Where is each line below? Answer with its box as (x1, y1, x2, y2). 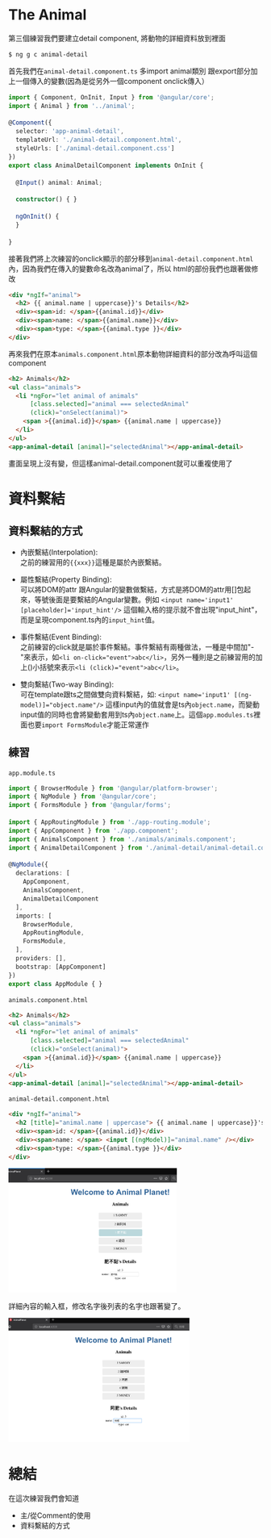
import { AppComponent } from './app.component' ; (8, 826, 179, 834)
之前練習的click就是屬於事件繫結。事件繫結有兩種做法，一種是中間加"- (19, 642, 255, 651)
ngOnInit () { (15, 212, 60, 221)
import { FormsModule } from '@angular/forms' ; (8, 801, 172, 809)
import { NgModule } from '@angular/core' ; (8, 792, 157, 800)
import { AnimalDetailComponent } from (8, 843, 143, 852)
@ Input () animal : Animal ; (15, 178, 103, 186)
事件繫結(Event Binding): (19, 632, 102, 642)
